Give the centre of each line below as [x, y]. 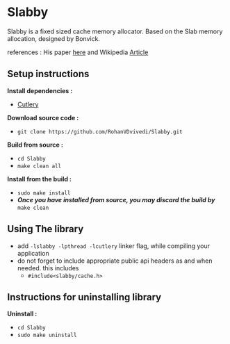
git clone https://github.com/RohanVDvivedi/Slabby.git [100, 132]
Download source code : [43, 117]
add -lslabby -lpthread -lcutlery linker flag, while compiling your [114, 246]
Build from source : [35, 145]
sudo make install [44, 193]
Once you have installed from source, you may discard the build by [116, 199]
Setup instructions [48, 74]
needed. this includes [48, 268]
